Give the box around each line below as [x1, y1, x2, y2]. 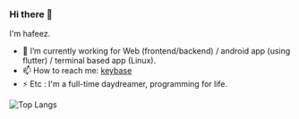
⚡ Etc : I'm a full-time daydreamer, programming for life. [21, 79, 228, 89]
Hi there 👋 [9, 8, 54, 21]
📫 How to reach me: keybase [21, 65, 132, 76]
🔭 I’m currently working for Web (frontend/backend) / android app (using [21, 46, 291, 56]
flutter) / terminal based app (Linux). [21, 55, 157, 66]
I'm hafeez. [9, 29, 51, 39]
